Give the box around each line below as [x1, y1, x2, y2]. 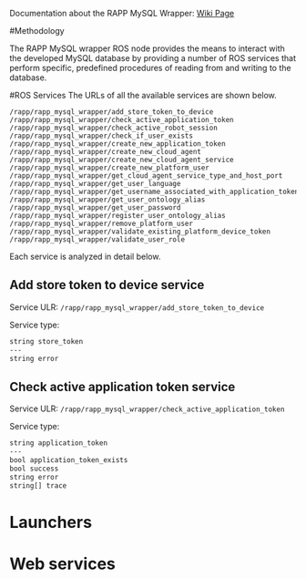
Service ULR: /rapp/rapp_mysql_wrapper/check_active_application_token [9, 403, 285, 414]
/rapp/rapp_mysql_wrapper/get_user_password [9, 203, 181, 212]
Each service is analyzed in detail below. [9, 251, 161, 262]
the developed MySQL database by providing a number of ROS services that [9, 53, 296, 63]
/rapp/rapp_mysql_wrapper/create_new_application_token [9, 140, 226, 149]
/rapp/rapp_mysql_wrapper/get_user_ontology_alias [9, 195, 206, 204]
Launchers [9, 512, 93, 532]
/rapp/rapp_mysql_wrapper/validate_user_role [9, 235, 185, 244]
